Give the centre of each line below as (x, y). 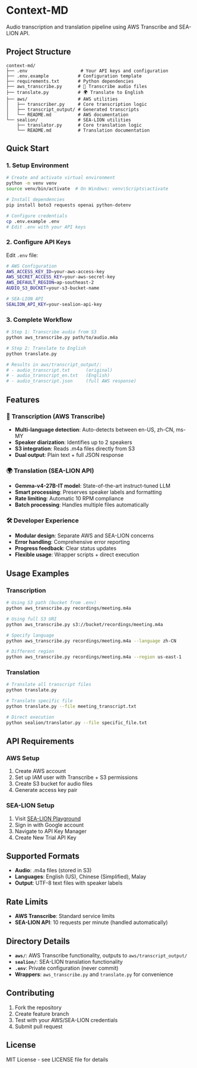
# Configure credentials (37, 216)
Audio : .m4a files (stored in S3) (53, 870)
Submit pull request (39, 1026)
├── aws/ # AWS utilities (62, 99)
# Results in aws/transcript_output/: (54, 364)
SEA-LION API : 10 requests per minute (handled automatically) (91, 922)
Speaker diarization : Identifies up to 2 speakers (73, 442)
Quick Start (28, 148)
